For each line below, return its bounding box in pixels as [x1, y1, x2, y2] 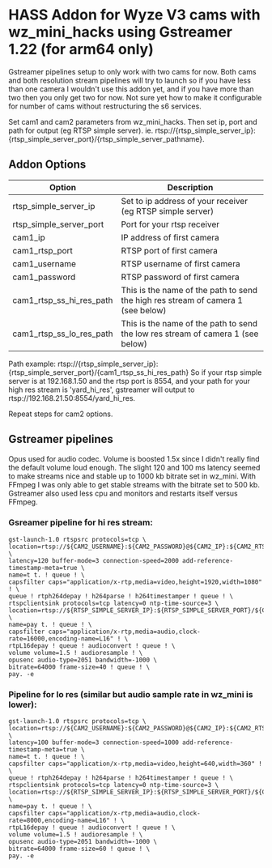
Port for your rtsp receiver [121, 219, 220, 230]
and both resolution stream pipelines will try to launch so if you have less [8, 75, 251, 85]
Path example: [8, 359, 57, 368]
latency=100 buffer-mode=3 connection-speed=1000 [8, 738, 180, 747]
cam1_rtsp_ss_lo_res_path [12, 328, 113, 339]
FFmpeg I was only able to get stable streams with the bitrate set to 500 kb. [8, 479, 261, 489]
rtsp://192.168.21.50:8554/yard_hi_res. [8, 393, 136, 402]
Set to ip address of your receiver [121, 195, 249, 206]
